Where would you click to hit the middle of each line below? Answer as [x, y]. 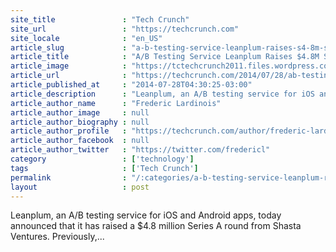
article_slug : [69, 47]
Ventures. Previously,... [57, 237]
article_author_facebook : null [80, 141]
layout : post [80, 187]
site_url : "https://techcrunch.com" [125, 29]
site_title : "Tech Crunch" [100, 19]
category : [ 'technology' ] [102, 159]
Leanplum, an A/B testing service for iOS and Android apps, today [146, 215]
